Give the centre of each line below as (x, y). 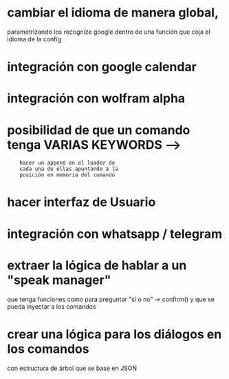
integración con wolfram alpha (96, 99)
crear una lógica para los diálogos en (115, 334)
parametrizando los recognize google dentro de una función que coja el (109, 32)
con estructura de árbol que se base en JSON (72, 368)
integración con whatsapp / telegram (115, 234)
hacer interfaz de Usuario (81, 202)
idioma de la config (34, 39)
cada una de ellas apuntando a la (69, 169)
